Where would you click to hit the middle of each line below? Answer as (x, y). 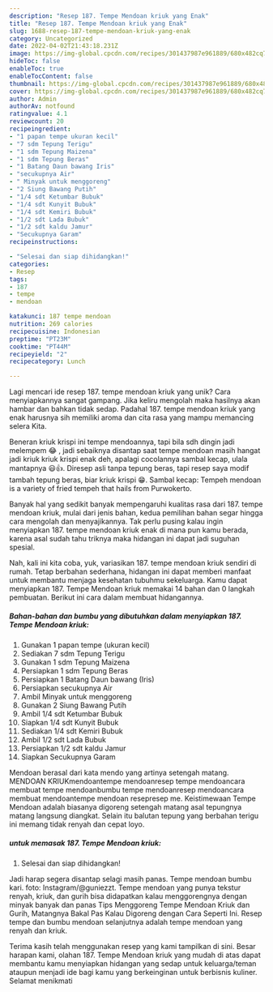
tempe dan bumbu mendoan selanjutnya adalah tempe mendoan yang (126, 922)
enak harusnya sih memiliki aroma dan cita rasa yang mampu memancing (132, 417)
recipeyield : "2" (38, 354)
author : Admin (33, 99)
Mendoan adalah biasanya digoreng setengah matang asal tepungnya (126, 807)
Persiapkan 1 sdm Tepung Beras (75, 671)
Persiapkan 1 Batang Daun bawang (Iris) (87, 680)
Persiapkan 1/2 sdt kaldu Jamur (73, 748)
